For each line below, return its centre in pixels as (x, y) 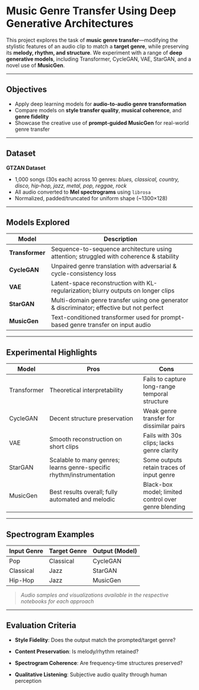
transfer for (159, 418)
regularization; (71, 291)
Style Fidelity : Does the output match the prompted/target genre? (95, 639)
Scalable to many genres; (85, 460)
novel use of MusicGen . (36, 65)
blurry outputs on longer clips (134, 291)
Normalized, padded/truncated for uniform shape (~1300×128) (91, 198)
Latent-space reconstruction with (98, 283)
